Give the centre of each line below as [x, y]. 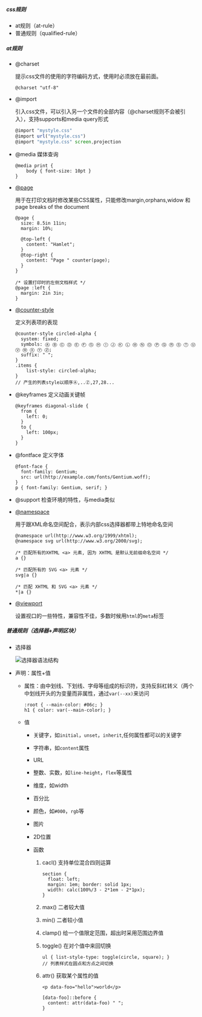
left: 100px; [43, 432]
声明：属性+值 [33, 673]
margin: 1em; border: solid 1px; [90, 884]
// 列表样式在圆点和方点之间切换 [78, 963]
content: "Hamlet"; [51, 244]
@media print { [34, 166]
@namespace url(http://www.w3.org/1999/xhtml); [76, 536]
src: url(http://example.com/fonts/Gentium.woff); [86, 477]
